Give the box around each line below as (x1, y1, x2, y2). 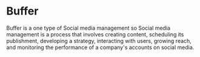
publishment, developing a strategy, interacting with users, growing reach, (6, 37, 192, 44)
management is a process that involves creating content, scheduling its (6, 30, 184, 38)
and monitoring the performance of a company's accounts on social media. (6, 44, 195, 51)
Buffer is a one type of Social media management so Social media (6, 24, 171, 32)
